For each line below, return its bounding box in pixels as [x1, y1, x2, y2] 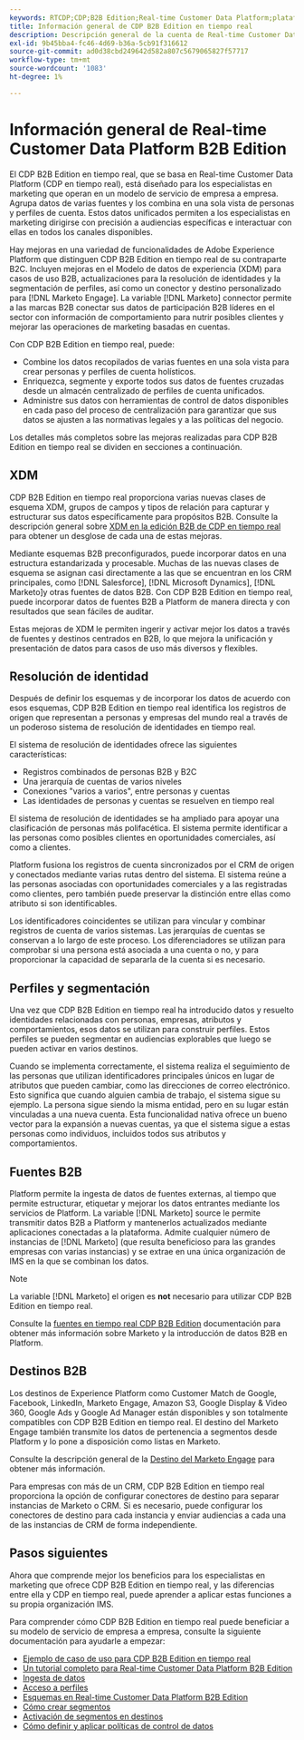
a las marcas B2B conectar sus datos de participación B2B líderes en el [9, 301, 276, 313]
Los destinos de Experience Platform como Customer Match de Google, [9, 1387, 278, 1398]
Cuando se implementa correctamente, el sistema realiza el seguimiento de [9, 1061, 290, 1071]
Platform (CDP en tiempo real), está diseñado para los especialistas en [9, 178, 273, 189]
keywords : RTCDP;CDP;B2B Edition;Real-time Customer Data [9, 13, 233, 23]
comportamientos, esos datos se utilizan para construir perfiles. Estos [9, 1024, 271, 1035]
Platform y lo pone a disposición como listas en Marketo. [9, 1435, 221, 1447]
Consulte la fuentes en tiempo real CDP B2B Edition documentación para [9, 1317, 281, 1329]
